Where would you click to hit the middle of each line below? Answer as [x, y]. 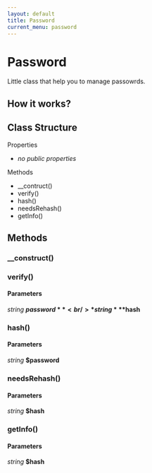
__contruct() [35, 186]
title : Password [31, 20]
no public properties [47, 158]
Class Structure [42, 128]
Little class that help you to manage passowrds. [76, 81]
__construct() [31, 258]
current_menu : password [42, 27]
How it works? [39, 103]
